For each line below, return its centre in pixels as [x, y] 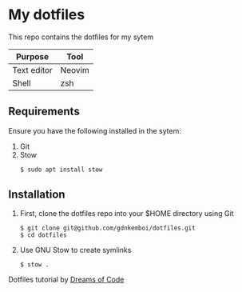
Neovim [75, 70]
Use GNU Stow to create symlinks [75, 250]
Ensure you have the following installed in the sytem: [95, 130]
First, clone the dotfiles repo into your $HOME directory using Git [127, 214]
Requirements [44, 112]
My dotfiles [47, 15]
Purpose [32, 56]
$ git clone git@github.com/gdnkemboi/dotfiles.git [107, 228]
